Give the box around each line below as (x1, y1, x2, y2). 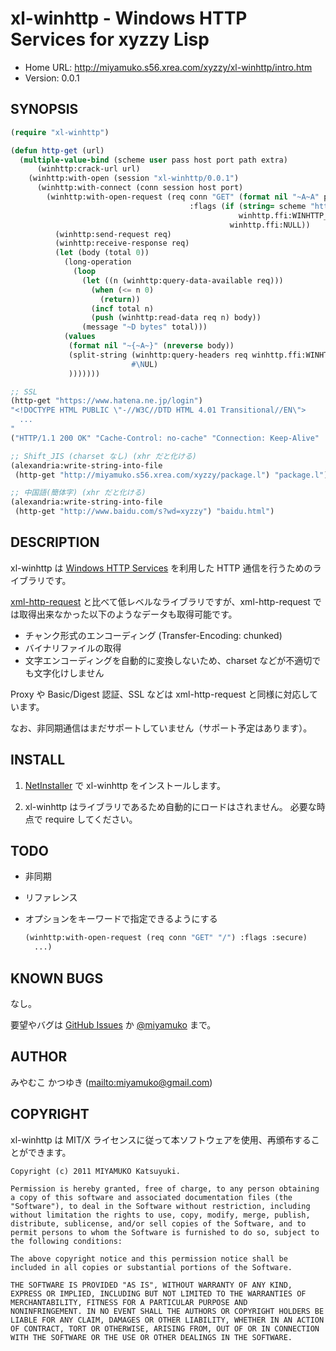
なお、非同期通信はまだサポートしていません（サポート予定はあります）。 (10, 722, 313, 734)
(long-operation (63, 257, 132, 267)
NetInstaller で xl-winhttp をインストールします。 (24, 779, 226, 791)
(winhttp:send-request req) (54, 229, 172, 239)
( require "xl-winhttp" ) (10, 127, 110, 137)
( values (63, 332, 97, 342)
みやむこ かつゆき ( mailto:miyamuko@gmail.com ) (10, 1076, 213, 1088)
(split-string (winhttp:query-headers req (68, 350, 248, 360)
